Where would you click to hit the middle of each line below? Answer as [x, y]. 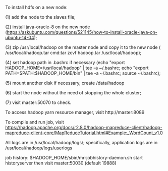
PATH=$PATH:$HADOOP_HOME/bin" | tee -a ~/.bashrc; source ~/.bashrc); [83, 73]
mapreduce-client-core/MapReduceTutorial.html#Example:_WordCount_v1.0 [84, 133]
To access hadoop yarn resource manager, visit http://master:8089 [75, 112]
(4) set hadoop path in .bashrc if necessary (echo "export [65, 62]
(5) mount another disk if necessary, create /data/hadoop [65, 83]
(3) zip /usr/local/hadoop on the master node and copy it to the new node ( [83, 47]
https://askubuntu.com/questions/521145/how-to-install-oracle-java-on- [82, 32]
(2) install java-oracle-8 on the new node [48, 27]
